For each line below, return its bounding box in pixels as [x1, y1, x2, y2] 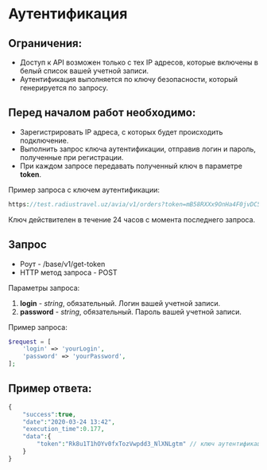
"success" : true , [22, 410, 77, 418]
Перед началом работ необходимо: [8, 106, 196, 119]
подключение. [19, 135, 69, 145]
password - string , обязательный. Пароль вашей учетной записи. [19, 307, 242, 316]
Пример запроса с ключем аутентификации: [8, 185, 161, 194]
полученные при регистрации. [19, 152, 124, 162]
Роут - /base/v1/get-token [19, 259, 106, 268]
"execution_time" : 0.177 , [22, 425, 105, 433]
